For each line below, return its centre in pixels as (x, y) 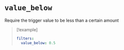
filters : (25, 38)
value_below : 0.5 (38, 43)
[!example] (27, 29)
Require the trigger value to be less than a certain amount (62, 20)
